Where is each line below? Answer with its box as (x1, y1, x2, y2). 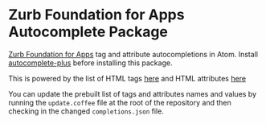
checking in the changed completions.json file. (8, 106, 165, 116)
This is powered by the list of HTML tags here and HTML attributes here (8, 73, 247, 83)
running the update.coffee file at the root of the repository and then (8, 97, 231, 107)
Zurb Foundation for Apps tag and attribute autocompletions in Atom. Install (8, 49, 259, 59)
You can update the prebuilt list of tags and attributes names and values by (8, 89, 257, 98)
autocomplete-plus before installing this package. (8, 58, 173, 68)
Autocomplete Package (8, 23, 169, 41)
